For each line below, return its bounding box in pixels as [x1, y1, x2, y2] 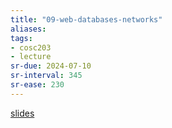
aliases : [10, 24, 47, 34]
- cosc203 [10, 42, 52, 53]
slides [10, 107, 35, 119]
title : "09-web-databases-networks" [10, 14, 163, 25]
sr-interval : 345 [10, 71, 83, 81]
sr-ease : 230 [10, 80, 65, 90]
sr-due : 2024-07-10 [10, 61, 92, 71]
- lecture [10, 52, 52, 62]
